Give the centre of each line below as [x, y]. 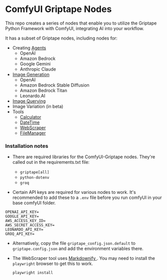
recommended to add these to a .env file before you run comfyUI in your [87, 198]
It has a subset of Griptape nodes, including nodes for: [61, 38]
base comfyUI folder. [34, 203]
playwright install [33, 273]
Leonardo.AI [32, 96]
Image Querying [29, 101]
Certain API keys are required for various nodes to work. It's [74, 192]
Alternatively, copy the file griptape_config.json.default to [74, 243]
